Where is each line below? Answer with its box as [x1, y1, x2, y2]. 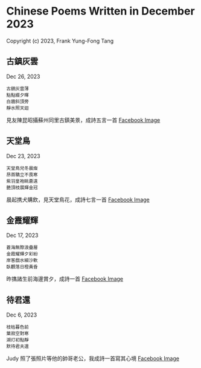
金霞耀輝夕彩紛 [6, 251, 38, 257]
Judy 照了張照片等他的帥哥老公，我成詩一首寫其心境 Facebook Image [6, 355, 180, 362]
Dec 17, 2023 [6, 232, 39, 239]
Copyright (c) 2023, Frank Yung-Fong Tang [6, 37, 114, 44]
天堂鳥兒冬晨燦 [6, 165, 38, 171]
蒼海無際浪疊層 [6, 244, 38, 251]
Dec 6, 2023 [6, 311, 37, 319]
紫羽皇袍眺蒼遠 [6, 178, 38, 184]
